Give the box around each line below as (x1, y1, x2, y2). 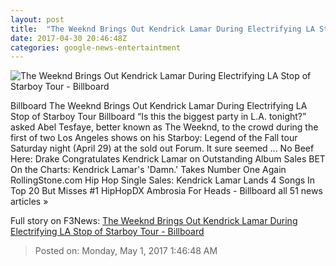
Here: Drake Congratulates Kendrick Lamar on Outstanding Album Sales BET (10, 153, 326, 165)
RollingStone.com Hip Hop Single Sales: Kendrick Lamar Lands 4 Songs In (10, 174, 316, 186)
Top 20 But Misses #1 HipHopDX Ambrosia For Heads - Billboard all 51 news (10, 185, 323, 197)
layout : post (10, 14, 65, 25)
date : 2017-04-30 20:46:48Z (10, 33, 128, 43)
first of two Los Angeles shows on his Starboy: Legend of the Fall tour (10, 132, 298, 144)
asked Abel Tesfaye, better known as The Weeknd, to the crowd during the (10, 121, 319, 133)
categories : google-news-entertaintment (10, 42, 182, 53)
